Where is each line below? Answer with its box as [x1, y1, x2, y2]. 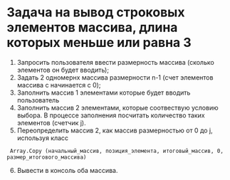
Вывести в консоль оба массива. [16, 166, 118, 174]
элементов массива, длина [6, 19, 178, 36]
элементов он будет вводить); [16, 65, 110, 74]
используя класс [16, 133, 69, 142]
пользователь [16, 95, 60, 104]
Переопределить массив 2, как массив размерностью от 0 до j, [16, 126, 213, 134]
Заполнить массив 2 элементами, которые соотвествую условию [16, 103, 219, 112]
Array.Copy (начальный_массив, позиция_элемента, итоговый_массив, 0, [9, 147, 224, 154]
